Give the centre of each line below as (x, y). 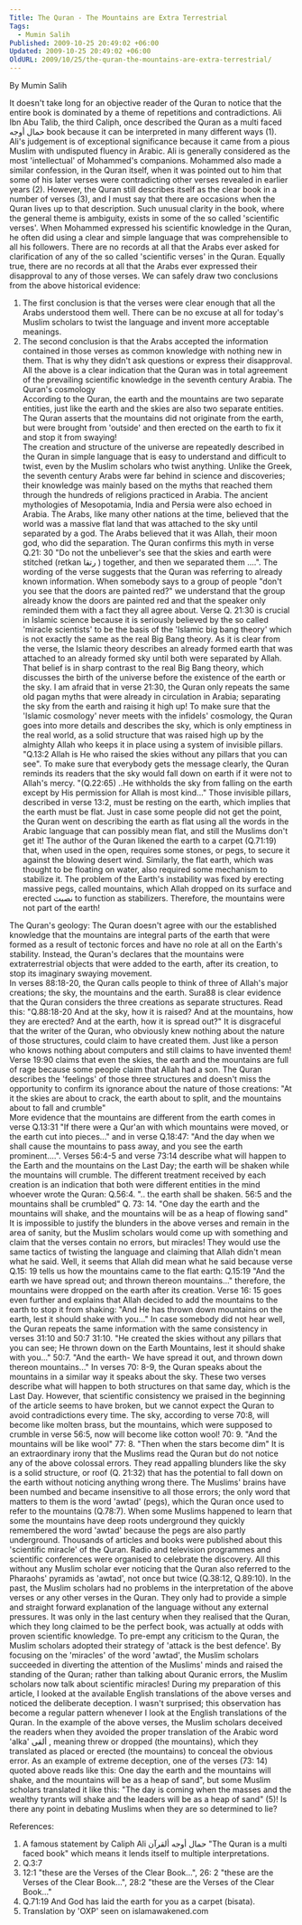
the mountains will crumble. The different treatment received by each (138, 1175)
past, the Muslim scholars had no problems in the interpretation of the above (151, 1588)
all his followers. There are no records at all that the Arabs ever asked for (144, 247)
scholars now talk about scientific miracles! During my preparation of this (145, 1684)
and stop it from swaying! (69, 437)
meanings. (42, 332)
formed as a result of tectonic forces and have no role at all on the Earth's (146, 944)
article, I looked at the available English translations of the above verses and (150, 1694)
